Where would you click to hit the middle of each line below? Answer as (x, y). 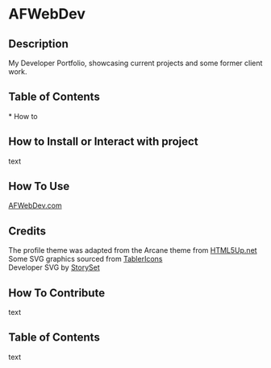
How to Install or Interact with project (104, 142)
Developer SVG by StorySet (54, 267)
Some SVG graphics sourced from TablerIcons (85, 259)
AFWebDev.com (35, 205)
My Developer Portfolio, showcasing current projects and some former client (135, 63)
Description (38, 44)
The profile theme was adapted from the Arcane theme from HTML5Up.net (133, 250)
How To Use (39, 186)
